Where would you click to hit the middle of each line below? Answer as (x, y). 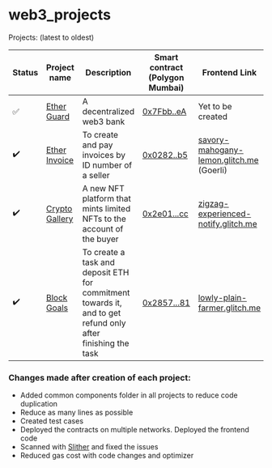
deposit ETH (106, 272)
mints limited (106, 208)
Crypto (59, 208)
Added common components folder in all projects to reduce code (129, 395)
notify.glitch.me (227, 223)
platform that (106, 198)
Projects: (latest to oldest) (51, 37)
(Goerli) (213, 170)
